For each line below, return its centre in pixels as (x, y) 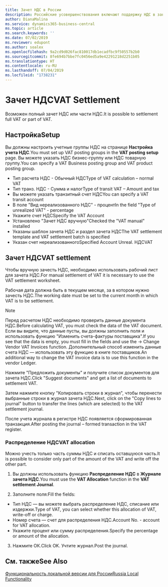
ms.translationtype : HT (30, 61)
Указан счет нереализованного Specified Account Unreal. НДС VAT (82, 242)
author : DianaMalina (27, 19)
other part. (16, 464)
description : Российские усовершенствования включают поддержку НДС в (80, 15)
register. (14, 429)
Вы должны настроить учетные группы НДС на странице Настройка (79, 147)
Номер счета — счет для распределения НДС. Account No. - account (86, 520)
